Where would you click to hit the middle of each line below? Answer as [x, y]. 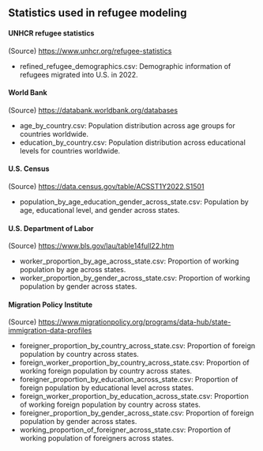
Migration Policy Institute [51, 305]
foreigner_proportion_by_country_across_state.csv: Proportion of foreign [137, 346]
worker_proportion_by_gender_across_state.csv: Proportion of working [135, 278]
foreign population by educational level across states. [107, 388]
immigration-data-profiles [50, 331]
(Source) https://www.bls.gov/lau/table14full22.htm [91, 246]
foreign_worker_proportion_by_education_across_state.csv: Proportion [134, 396]
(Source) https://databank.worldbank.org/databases [93, 110]
